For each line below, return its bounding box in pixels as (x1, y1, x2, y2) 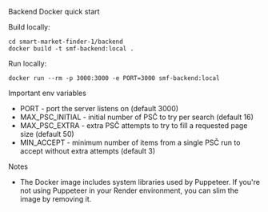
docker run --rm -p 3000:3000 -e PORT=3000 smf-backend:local (8, 74, 220, 82)
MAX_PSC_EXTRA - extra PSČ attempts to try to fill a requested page (19, 121, 248, 130)
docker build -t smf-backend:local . (8, 45, 134, 53)
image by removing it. (19, 194, 92, 203)
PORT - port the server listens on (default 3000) (19, 104, 178, 113)
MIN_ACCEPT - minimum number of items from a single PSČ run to (19, 138, 241, 147)
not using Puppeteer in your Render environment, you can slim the (19, 186, 238, 195)
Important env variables (8, 88, 86, 98)
